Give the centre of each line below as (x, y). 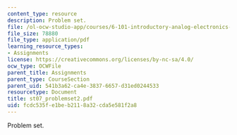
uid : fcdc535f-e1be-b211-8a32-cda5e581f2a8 (72, 105)
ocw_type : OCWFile (34, 66)
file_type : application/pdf (49, 40)
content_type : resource (42, 14)
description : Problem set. (47, 20)
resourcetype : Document (42, 92)
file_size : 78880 (33, 33)
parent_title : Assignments (47, 72)
